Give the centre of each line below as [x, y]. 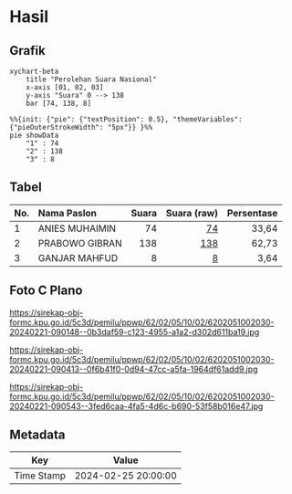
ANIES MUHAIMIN [77, 228]
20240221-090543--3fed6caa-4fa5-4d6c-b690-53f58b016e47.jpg [136, 406]
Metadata [37, 435]
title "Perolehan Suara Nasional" [91, 79]
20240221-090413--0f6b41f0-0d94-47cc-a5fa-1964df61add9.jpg [134, 369]
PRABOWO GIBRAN [80, 243]
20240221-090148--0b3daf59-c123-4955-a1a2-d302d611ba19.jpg [135, 331]
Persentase [252, 213]
